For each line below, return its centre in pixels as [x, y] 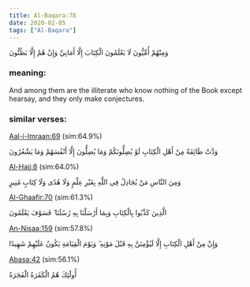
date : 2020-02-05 [37, 23]
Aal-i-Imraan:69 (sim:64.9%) [56, 136]
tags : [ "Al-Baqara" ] [43, 30]
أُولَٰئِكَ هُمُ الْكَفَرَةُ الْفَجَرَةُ [43, 274]
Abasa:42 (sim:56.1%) [45, 259]
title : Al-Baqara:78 [43, 15]
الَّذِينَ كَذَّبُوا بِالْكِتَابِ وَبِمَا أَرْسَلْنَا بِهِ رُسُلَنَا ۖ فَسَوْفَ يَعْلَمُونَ [88, 212]
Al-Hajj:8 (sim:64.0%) [44, 166]
